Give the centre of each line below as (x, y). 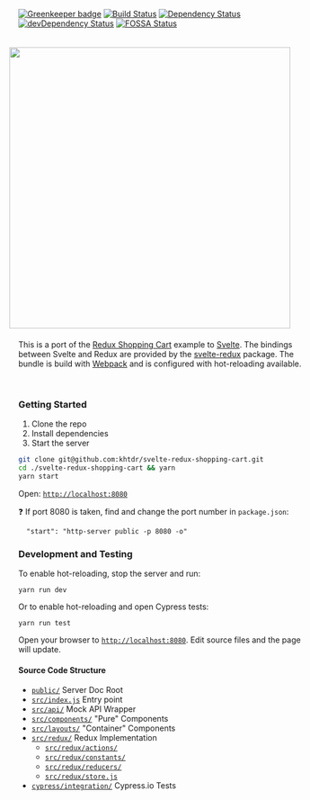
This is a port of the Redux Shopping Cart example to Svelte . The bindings (155, 345)
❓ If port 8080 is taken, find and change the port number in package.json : (154, 511)
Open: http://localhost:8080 (73, 493)
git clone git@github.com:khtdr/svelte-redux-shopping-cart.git (141, 460)
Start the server (60, 443)
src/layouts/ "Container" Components (103, 728)
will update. (40, 650)
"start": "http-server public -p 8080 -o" (107, 531)
